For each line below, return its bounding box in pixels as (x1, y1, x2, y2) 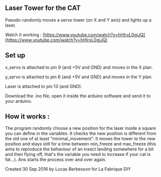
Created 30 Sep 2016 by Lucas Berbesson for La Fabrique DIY (5, 166, 131, 172)
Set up (5, 51, 26, 59)
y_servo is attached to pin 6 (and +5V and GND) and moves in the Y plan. (5, 74, 153, 80)
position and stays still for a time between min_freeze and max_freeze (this (5, 141, 156, 147)
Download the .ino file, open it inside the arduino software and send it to (5, 93, 151, 99)
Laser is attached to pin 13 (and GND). (5, 83, 82, 89)
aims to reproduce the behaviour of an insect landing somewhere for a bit (5, 146, 154, 152)
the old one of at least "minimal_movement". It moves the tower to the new (5, 136, 156, 142)
